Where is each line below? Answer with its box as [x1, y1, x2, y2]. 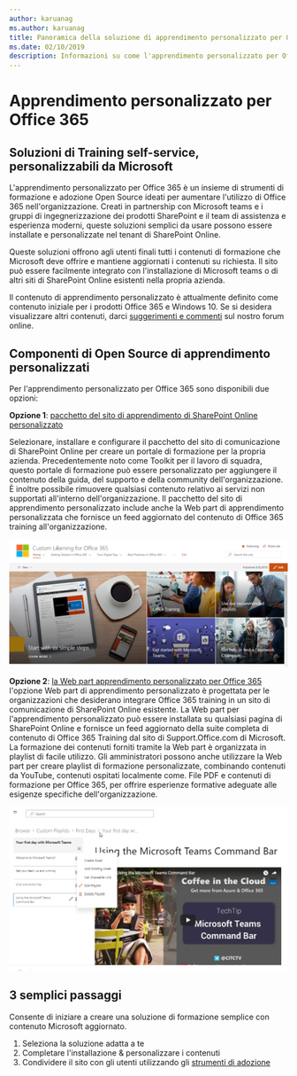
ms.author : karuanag [9, 23, 86, 33]
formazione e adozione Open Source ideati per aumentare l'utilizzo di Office [9, 191, 286, 203]
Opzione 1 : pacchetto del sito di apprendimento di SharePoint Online [9, 409, 258, 420]
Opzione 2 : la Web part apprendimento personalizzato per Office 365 [9, 676, 263, 687]
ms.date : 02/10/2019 [9, 43, 86, 51]
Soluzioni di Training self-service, [9, 144, 200, 160]
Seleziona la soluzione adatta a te [21, 1038, 145, 1049]
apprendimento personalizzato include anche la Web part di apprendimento [9, 502, 285, 513]
